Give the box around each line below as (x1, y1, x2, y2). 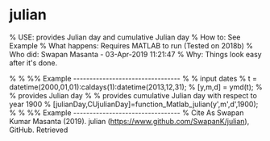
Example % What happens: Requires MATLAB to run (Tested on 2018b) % (9, 40, 253, 50)
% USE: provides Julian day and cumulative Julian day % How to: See (9, 32, 241, 42)
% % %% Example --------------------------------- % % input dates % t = (9, 73, 257, 83)
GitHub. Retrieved (9, 125, 69, 135)
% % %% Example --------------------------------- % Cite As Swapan (9, 107, 244, 118)
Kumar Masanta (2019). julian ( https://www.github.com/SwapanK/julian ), (9, 116, 250, 126)
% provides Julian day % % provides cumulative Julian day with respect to (9, 90, 257, 100)
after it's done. (9, 58, 58, 68)
